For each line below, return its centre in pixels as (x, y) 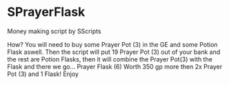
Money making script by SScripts (54, 31)
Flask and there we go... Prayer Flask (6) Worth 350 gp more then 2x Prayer (115, 66)
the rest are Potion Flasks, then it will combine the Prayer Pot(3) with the (110, 59)
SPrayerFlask (46, 12)
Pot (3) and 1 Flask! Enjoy (43, 74)
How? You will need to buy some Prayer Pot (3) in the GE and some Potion (112, 44)
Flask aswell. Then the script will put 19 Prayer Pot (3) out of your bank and (114, 52)
